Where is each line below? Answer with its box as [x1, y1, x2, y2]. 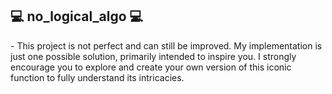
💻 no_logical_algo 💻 [10, 8, 144, 25]
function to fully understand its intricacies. [10, 71, 185, 83]
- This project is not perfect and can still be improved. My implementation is [10, 39, 323, 52]
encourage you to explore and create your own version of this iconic [10, 61, 292, 73]
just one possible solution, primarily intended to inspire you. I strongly [10, 50, 297, 62]
